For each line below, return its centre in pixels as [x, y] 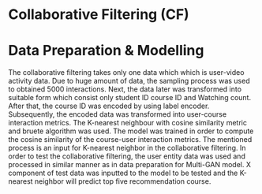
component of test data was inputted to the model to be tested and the [123, 173]
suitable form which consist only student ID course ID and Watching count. [129, 98]
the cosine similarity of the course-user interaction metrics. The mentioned [130, 140]
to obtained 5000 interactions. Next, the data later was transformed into [125, 89]
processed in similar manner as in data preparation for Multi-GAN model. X [129, 165]
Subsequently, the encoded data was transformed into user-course [118, 114]
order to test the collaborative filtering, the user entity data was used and [127, 156]
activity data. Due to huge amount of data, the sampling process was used [129, 81]
